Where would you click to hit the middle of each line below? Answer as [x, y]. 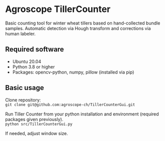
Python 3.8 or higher [33, 66]
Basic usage [24, 88]
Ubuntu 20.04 [27, 61]
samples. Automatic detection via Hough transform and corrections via [78, 28]
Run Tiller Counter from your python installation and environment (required [82, 114]
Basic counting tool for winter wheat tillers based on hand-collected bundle [83, 23]
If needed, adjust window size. [37, 133]
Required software [34, 49]
